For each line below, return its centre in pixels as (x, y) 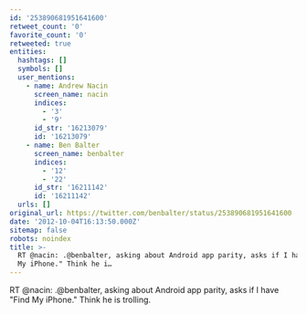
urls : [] (34, 205)
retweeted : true (40, 43)
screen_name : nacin (70, 94)
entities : (28, 52)
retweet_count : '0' (47, 26)
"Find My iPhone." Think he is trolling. (80, 299)
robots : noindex (40, 238)
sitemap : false (38, 230)
